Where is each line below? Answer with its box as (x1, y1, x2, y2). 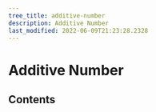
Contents (8, 93, 56, 106)
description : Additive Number (8, 19, 110, 27)
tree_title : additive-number (8, 11, 106, 20)
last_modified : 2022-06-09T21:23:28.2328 (8, 26, 149, 34)
